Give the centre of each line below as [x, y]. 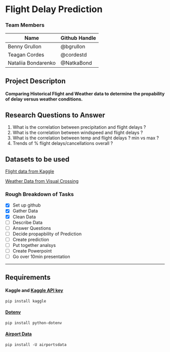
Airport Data [18, 334]
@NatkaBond [76, 63]
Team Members [25, 25]
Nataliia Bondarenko [32, 63]
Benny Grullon [25, 46]
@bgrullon [73, 46]
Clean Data [24, 217]
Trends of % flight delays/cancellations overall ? [62, 143]
